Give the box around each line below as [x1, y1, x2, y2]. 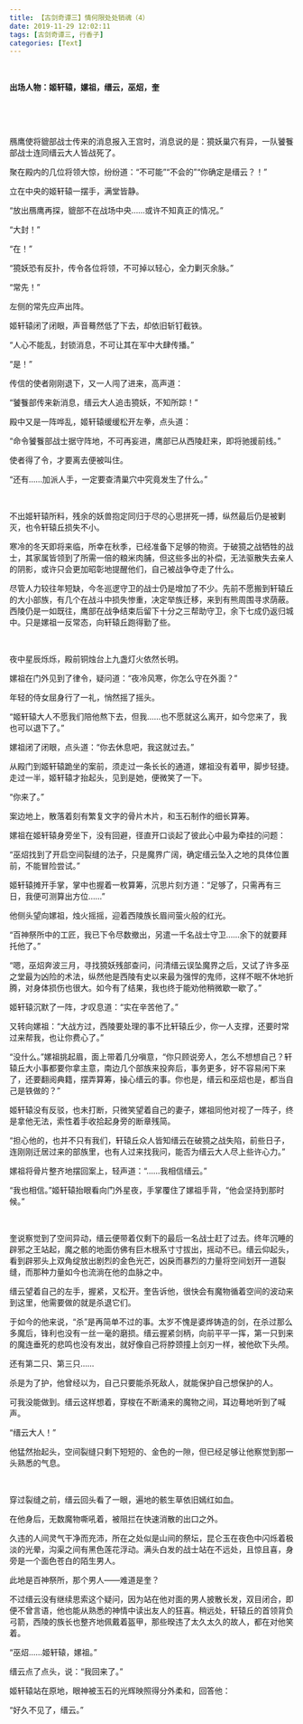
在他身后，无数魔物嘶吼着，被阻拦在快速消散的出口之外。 [9, 1513, 223, 1524]
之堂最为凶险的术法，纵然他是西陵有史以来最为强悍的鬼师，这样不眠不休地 [9, 971, 286, 982]
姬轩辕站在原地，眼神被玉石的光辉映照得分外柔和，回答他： [9, 1685, 231, 1696]
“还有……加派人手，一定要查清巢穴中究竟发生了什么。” [9, 474, 208, 485]
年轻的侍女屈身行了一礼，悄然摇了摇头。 [9, 692, 160, 703]
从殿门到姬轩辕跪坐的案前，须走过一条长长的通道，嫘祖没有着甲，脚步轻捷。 [9, 761, 294, 772]
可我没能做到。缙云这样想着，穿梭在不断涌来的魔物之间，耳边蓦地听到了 [9, 1397, 278, 1408]
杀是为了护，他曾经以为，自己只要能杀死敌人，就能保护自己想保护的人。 [9, 1378, 278, 1389]
